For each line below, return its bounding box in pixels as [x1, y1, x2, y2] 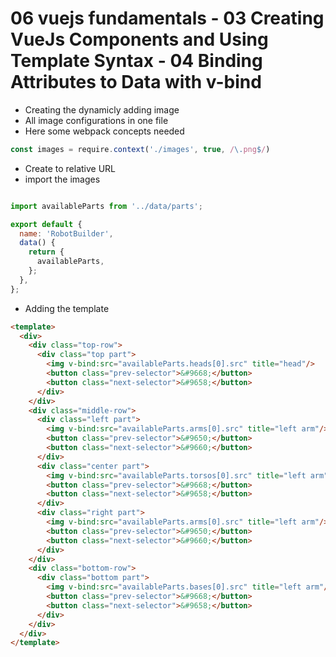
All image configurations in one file [24, 114, 169, 126]
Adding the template [24, 302, 110, 314]
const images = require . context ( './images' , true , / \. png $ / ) [10, 144, 271, 154]
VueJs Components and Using [10, 28, 269, 51]
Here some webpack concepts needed [24, 125, 185, 137]
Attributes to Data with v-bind [10, 71, 262, 94]
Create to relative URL [24, 162, 117, 174]
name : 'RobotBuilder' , [19, 228, 114, 239]
